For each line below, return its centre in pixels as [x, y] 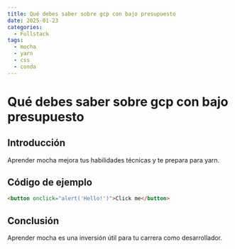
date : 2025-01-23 [33, 21]
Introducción [37, 143]
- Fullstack [32, 34]
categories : [25, 27]
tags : [15, 40]
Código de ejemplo [50, 183]
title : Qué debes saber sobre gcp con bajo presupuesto [92, 14]
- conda [25, 67]
